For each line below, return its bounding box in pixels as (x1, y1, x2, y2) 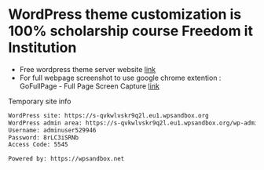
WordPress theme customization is (8, 5, 242, 24)
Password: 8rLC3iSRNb (8, 133, 79, 142)
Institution (8, 39, 77, 56)
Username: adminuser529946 (8, 126, 97, 134)
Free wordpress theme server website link (19, 64, 156, 74)
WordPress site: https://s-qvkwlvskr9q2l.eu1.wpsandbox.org (8, 111, 210, 119)
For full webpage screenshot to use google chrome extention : (19, 73, 222, 82)
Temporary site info (8, 96, 71, 106)
